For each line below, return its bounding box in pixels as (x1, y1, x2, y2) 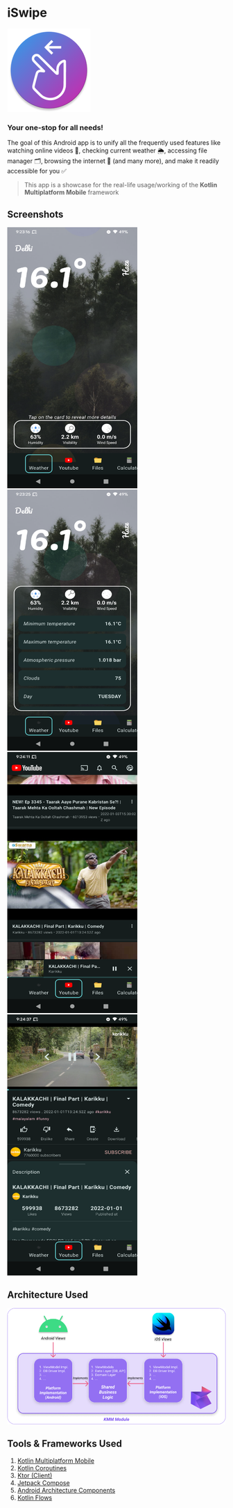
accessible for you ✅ (7, 167, 67, 175)
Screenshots (7, 208, 64, 220)
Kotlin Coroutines (17, 1463, 67, 1472)
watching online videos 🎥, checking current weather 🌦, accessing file (7, 146, 208, 155)
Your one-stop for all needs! (7, 123, 104, 132)
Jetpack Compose (17, 1478, 71, 1487)
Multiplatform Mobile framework (24, 188, 119, 196)
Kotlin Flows (17, 1493, 53, 1502)
